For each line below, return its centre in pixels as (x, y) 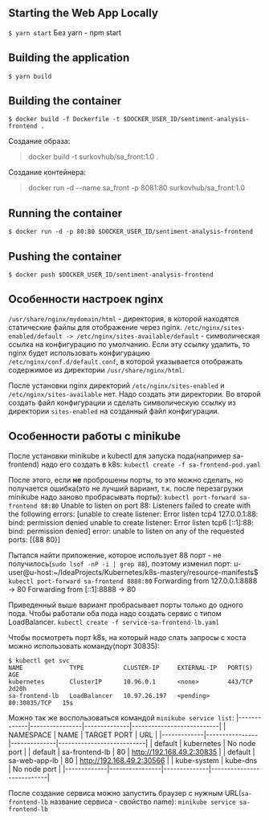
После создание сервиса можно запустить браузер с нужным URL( (125, 793)
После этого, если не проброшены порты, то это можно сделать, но (126, 479)
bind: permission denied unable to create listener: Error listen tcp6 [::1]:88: (131, 522)
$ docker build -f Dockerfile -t (64, 120)
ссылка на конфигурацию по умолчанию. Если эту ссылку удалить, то (129, 344)
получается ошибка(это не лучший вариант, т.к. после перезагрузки (126, 488)
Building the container (65, 101)
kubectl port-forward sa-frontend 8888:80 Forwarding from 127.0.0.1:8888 (133, 581)
